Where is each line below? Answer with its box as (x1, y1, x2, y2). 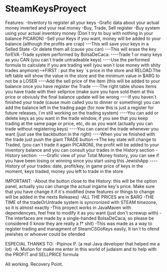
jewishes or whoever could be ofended (5, 231, 86, 237)
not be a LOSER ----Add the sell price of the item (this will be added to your (5, 78, 161, 84)
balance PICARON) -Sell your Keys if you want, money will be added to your (5, 35, 161, 41)
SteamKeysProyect (5, 3, 87, 14)
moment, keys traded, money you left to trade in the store (5, 168, 124, 174)
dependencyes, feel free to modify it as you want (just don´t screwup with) (5, 209, 159, 215)
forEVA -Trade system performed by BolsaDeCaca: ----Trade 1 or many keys (5, 51, 163, 57)
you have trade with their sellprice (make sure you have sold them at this (5, 88, 155, 94)
